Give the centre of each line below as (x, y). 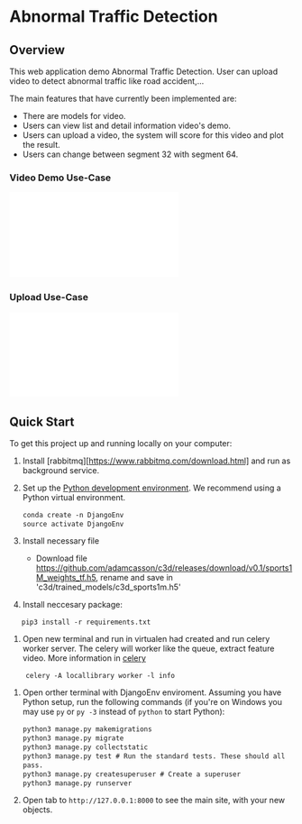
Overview (37, 50)
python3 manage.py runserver (77, 783)
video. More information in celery (84, 658)
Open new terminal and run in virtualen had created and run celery (146, 639)
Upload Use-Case (49, 298)
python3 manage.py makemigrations (87, 729)
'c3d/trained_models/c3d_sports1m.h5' (109, 587)
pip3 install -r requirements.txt (86, 623)
